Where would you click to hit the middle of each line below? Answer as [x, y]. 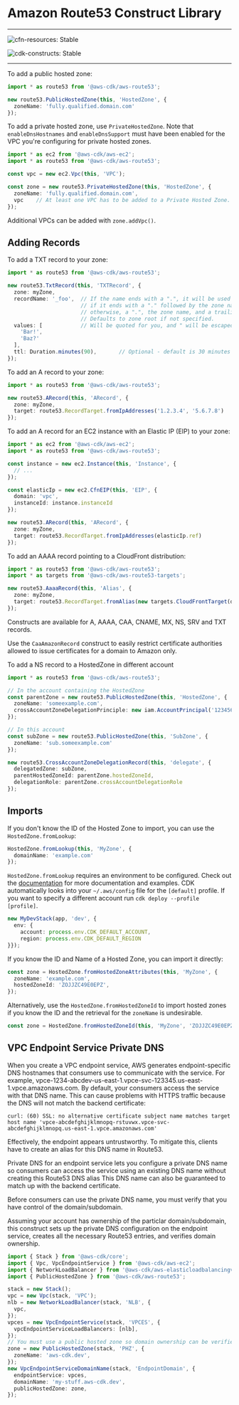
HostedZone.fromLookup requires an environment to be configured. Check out [119, 876]
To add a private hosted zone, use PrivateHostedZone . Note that [101, 127]
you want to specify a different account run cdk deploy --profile [103, 898]
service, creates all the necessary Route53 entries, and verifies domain [111, 1236]
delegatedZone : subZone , [51, 769]
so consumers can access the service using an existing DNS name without [117, 1170]
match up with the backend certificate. [64, 1185]
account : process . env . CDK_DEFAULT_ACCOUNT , [86, 932]
